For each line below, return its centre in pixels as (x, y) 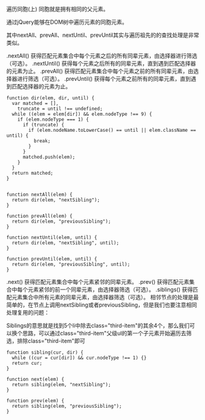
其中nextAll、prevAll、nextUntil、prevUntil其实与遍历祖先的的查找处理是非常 (103, 35)
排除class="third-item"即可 (51, 341)
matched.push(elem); (49, 157)
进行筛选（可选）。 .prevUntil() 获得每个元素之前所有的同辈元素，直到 (104, 79)
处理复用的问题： (28, 312)
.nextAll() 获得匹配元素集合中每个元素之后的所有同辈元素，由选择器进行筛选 (102, 56)
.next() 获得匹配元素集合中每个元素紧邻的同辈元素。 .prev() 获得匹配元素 (98, 282)
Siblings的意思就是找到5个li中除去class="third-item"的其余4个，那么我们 (98, 326)
